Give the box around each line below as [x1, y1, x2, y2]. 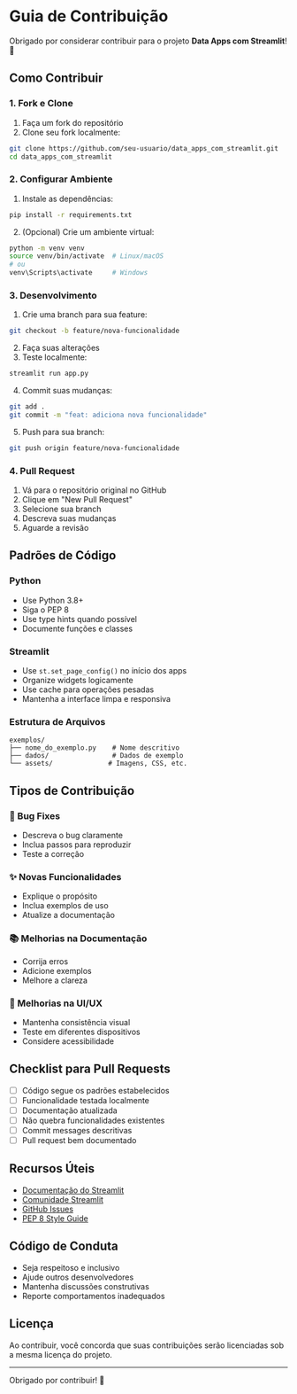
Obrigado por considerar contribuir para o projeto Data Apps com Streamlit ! [9, 35, 287, 46]
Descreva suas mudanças [21, 513, 117, 524]
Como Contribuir [9, 71, 103, 86]
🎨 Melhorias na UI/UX [9, 997, 103, 1009]
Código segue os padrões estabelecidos [21, 1085, 170, 1095]
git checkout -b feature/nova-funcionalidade [9, 326, 179, 336]
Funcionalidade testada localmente [21, 1094, 150, 1105]
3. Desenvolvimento [9, 289, 97, 301]
